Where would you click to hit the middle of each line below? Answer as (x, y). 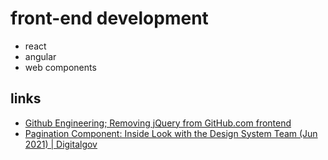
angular (40, 56)
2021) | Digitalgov (61, 144)
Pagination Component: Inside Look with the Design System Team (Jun (171, 133)
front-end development (109, 18)
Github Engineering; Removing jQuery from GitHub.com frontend (158, 123)
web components (60, 67)
